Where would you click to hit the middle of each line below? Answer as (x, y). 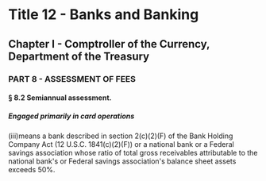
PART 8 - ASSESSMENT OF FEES (72, 79)
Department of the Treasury (79, 56)
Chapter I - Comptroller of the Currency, (109, 44)
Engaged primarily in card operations (71, 116)
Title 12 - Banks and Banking (104, 15)
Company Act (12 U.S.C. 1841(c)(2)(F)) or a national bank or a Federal (121, 144)
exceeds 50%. (32, 170)
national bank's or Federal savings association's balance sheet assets (122, 161)
